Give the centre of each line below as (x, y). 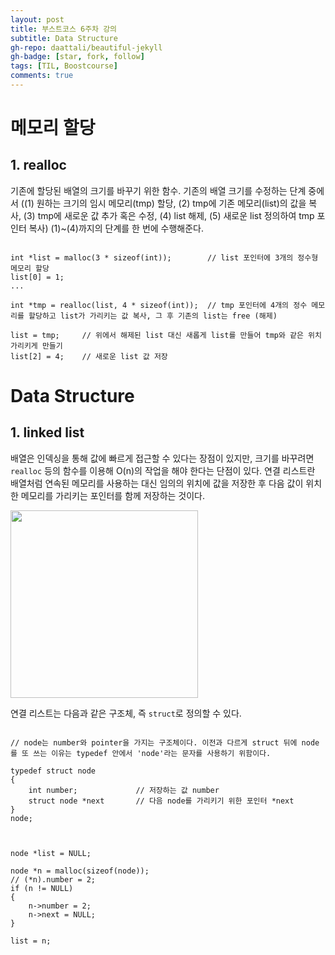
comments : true (42, 76)
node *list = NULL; (51, 853)
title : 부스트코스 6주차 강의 (64, 29)
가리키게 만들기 (36, 346)
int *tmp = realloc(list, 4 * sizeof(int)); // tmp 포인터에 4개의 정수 (159, 305)
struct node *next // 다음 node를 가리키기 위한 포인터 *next (161, 801)
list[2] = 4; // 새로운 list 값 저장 (89, 356)
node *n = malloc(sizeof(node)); (80, 871)
